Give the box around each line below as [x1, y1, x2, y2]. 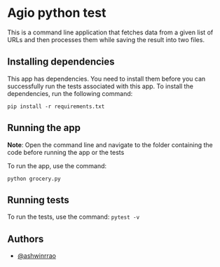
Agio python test [7, 5, 106, 21]
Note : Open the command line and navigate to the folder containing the [7, 140, 213, 149]
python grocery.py [7, 175, 61, 182]
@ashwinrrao [17, 252, 56, 260]
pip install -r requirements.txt [7, 103, 105, 110]
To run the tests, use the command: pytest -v [7, 212, 140, 221]
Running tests [7, 194, 70, 206]
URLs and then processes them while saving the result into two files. [7, 35, 205, 43]
